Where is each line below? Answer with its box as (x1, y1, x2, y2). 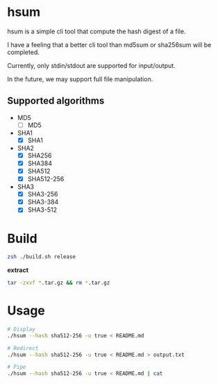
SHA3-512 (27, 206, 58, 214)
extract (7, 266, 29, 274)
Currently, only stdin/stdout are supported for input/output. (7, 61, 176, 69)
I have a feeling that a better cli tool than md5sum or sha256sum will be (7, 40, 212, 49)
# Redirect (7, 344, 39, 351)
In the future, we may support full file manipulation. (7, 74, 153, 83)
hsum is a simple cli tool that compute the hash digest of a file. (7, 27, 186, 35)
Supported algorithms (7, 95, 105, 107)
